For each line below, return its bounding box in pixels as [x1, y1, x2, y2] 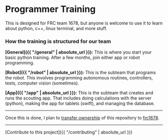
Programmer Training [5, 3, 96, 15]
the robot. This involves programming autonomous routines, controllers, [5, 75, 153, 81]
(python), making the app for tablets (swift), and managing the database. [5, 100, 155, 106]
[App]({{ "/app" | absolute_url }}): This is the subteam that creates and [5, 90, 153, 96]
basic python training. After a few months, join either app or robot [5, 54, 140, 60]
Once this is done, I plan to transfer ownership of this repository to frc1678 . [5, 115, 159, 121]
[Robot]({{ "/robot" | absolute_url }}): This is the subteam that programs [5, 69, 156, 75]
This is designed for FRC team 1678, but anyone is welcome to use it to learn [5, 20, 163, 26]
